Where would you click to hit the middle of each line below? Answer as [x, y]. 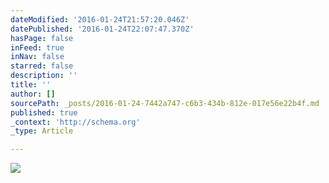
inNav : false [37, 57]
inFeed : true [37, 47]
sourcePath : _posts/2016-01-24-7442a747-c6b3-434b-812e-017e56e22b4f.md [165, 103]
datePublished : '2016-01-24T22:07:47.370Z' [102, 29]
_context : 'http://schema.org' [75, 122]
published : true [44, 112]
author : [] [33, 94]
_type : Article [42, 131]
